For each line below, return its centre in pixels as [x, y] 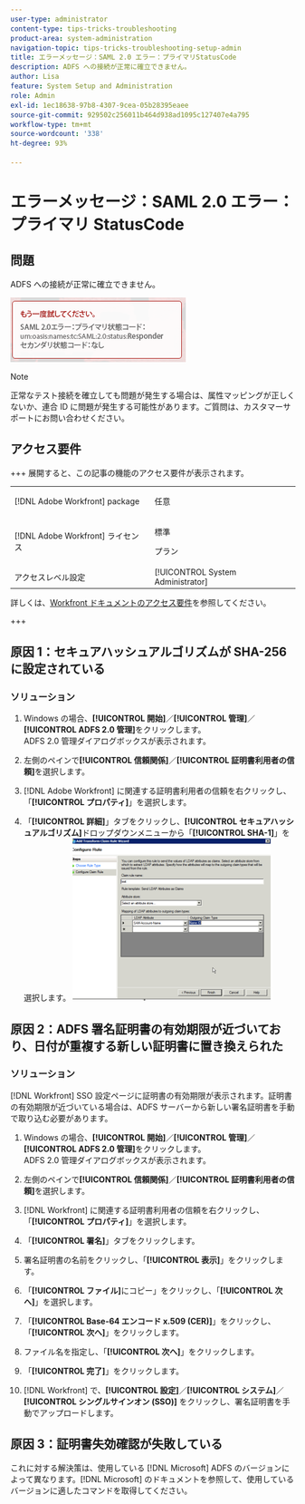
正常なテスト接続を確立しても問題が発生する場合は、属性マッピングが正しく [152, 395]
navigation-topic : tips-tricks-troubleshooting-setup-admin [126, 48]
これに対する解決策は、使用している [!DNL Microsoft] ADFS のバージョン [146, 1468]
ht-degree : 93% [39, 144]
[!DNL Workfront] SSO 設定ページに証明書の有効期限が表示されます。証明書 [151, 1095]
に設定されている [58, 669]
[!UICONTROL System [195, 572]
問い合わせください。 [89, 418]
